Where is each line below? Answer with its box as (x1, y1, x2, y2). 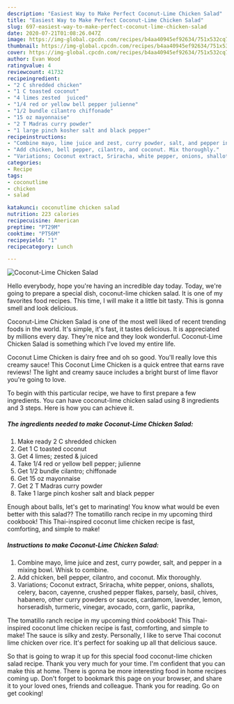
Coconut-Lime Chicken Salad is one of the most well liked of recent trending (7, 318, 226, 326)
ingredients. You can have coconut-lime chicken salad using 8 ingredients (7, 397, 219, 405)
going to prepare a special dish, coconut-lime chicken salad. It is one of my (7, 289, 223, 298)
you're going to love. (7, 376, 66, 384)
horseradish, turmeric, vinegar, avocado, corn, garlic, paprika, (17, 603, 195, 611)
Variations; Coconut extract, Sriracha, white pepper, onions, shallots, (17, 581, 214, 589)
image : (7, 36, 26, 43)
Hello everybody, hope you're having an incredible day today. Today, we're (7, 282, 222, 290)
